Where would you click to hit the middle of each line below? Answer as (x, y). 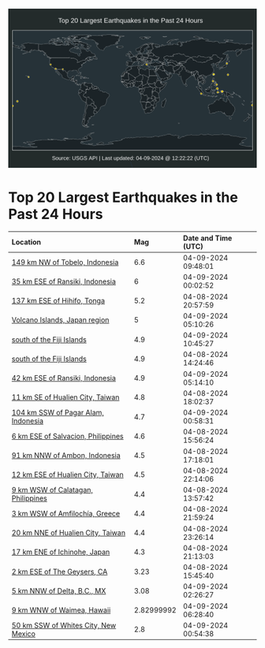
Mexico (23, 633)
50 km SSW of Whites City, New (64, 625)
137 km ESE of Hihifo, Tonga (58, 301)
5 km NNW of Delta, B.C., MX (59, 590)
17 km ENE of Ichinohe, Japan (61, 552)
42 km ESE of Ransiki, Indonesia (64, 378)
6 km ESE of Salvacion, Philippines (67, 436)
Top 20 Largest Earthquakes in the (123, 197)
